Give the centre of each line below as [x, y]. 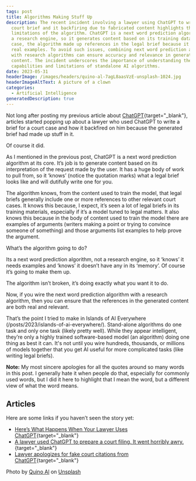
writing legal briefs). [30, 356]
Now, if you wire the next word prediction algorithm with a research [87, 294]
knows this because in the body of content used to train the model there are [97, 218]
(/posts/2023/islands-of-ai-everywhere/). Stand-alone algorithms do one [94, 324]
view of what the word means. [42, 386]
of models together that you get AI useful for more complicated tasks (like [95, 349]
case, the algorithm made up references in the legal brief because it [100, 45]
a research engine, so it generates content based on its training [95, 39]
